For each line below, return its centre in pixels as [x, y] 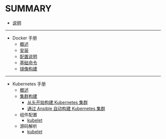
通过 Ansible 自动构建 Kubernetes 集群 [66, 108]
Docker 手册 [25, 38]
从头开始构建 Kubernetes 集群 [57, 102]
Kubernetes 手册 [29, 84]
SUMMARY [28, 9]
